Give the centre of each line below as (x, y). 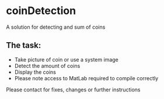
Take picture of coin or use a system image (66, 59)
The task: (24, 45)
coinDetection (41, 11)
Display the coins (35, 72)
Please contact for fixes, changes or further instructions (73, 90)
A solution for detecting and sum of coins (56, 27)
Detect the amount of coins (47, 66)
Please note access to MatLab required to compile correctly (86, 78)
